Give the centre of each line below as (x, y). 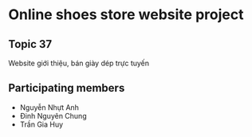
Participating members (67, 88)
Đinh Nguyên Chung (53, 115)
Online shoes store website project (126, 15)
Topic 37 (30, 44)
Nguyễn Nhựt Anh (49, 107)
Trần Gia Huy (41, 124)
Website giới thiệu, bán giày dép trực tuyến (79, 63)
